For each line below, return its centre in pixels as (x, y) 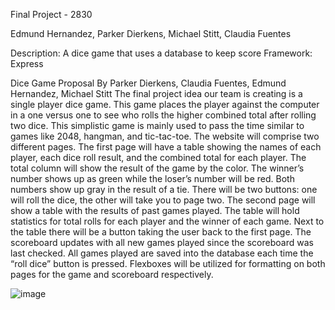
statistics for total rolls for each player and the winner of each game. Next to (167, 221)
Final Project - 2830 (51, 14)
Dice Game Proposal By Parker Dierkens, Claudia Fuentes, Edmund (148, 83)
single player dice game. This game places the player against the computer (165, 104)
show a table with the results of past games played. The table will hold (155, 210)
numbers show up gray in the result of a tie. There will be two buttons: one (164, 189)
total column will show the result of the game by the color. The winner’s (157, 168)
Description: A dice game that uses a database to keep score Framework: (161, 53)
